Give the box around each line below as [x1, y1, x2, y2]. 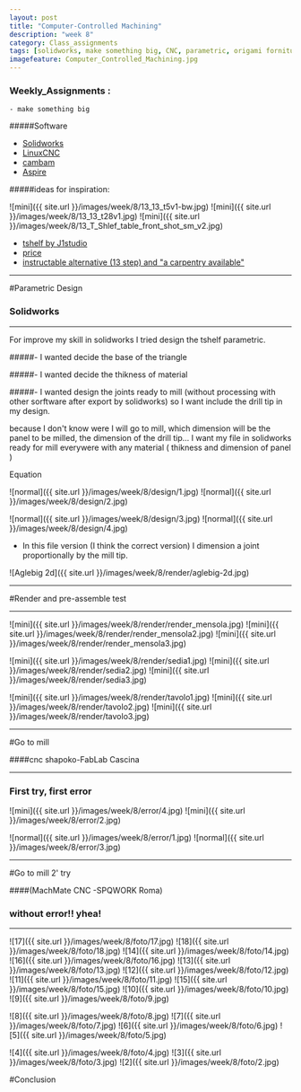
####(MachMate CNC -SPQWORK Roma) [9, 885, 163, 895]
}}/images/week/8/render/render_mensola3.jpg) [9, 638, 186, 648]
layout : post [9, 13, 58, 22]
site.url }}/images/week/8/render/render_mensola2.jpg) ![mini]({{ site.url [9, 628, 276, 638]
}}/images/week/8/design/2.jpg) [9, 496, 128, 506]
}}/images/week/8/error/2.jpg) [9, 815, 121, 825]
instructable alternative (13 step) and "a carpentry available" [21, 257, 245, 268]
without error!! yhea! [9, 907, 102, 920]
